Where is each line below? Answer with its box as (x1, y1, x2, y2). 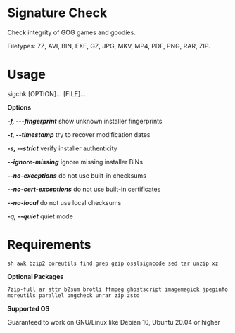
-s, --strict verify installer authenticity (7, 144, 118, 152)
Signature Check (7, 5, 108, 21)
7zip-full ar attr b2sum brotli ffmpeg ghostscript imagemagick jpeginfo (7, 286, 229, 293)
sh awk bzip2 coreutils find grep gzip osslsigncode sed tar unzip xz (7, 260, 219, 267)
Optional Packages (7, 272, 64, 280)
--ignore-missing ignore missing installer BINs (7, 157, 143, 166)
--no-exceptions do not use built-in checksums (7, 171, 146, 180)
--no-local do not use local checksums (7, 198, 122, 207)
